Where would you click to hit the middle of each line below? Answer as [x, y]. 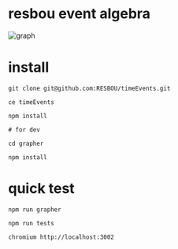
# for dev [24, 130]
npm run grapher [35, 210]
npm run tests [32, 223]
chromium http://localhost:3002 [61, 237]
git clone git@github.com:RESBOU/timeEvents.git [89, 88]
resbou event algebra [80, 14]
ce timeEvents [32, 102]
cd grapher [26, 143]
